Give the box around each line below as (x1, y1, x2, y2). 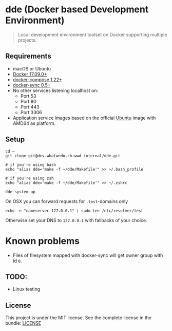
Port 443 (20, 104, 40, 110)
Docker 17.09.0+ (12, 71, 47, 77)
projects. (17, 37, 37, 43)
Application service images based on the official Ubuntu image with (12, 115, 156, 121)
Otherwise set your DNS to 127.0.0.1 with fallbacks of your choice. (5, 217, 147, 223)
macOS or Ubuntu (12, 65, 51, 71)
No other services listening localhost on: (12, 87, 99, 94)
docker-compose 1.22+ (12, 76, 63, 83)
